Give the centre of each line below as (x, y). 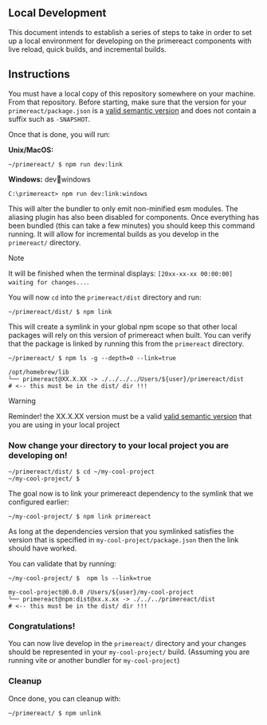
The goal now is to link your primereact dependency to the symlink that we (131, 493)
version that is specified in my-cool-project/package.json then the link (124, 539)
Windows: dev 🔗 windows (49, 179)
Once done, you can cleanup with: (65, 698)
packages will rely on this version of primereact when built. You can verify (130, 335)
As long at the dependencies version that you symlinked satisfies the (121, 531)
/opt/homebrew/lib (39, 372)
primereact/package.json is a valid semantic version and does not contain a (132, 110)
